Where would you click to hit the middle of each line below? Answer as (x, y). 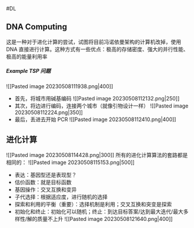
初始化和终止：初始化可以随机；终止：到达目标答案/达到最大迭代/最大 (99, 212)
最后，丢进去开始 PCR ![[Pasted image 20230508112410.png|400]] (95, 119)
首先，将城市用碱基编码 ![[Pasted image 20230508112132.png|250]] (97, 98)
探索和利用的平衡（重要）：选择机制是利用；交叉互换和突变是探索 (93, 204)
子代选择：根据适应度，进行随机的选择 (61, 197)
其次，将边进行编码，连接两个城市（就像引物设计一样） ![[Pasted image (101, 106)
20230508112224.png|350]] (49, 112)
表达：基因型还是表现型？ (46, 175)
